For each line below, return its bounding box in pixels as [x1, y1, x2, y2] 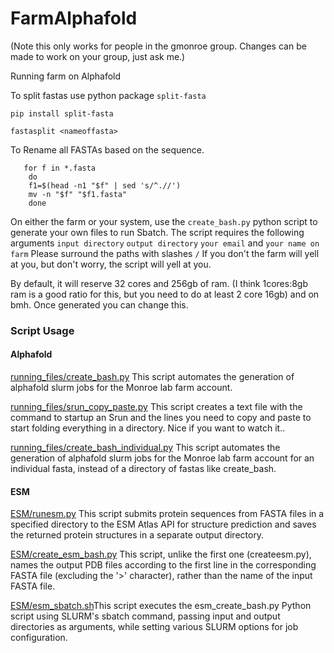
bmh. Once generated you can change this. [10, 298, 189, 311]
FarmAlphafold [10, 7, 138, 30]
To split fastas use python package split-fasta [10, 89, 207, 101]
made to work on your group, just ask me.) [10, 50, 186, 62]
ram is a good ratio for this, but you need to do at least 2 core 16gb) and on [10, 288, 320, 300]
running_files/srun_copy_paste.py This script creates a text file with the [10, 401, 303, 413]
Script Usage [10, 323, 75, 337]
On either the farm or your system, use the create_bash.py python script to [10, 215, 318, 227]
